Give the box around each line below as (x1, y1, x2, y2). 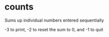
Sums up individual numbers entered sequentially (4, 17, 104, 23)
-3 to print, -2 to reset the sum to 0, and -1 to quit (4, 26, 104, 32)
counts (4, 1, 34, 12)
